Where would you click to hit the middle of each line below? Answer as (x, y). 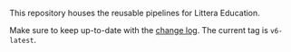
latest (22, 40)
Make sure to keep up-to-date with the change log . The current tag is (139, 30)
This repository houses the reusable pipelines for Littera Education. (135, 13)
